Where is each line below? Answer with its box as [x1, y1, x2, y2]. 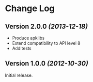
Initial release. [5, 72, 33, 78]
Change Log [5, 3, 55, 14]
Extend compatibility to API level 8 [12, 40, 81, 46]
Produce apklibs [12, 35, 45, 41]
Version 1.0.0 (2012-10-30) [5, 59, 89, 68]
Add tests [12, 46, 31, 51]
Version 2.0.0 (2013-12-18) [5, 22, 88, 31]
